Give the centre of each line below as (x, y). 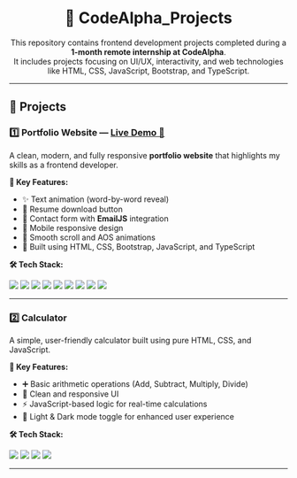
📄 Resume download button (72, 209)
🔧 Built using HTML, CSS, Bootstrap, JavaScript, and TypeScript (138, 246)
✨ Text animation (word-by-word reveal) (95, 199)
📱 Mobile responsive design (72, 227)
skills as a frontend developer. (64, 165)
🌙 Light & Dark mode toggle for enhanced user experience (128, 416)
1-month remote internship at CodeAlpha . (148, 51)
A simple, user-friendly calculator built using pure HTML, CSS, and (130, 340)
